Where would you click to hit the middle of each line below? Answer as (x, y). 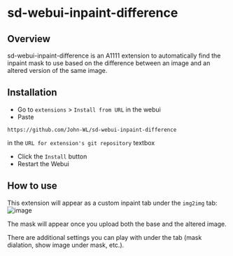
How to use (32, 186)
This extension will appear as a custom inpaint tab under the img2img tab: (112, 203)
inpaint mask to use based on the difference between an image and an (109, 63)
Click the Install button (52, 156)
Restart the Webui (43, 163)
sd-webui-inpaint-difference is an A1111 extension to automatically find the (114, 55)
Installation (32, 93)
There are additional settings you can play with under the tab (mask (105, 237)
